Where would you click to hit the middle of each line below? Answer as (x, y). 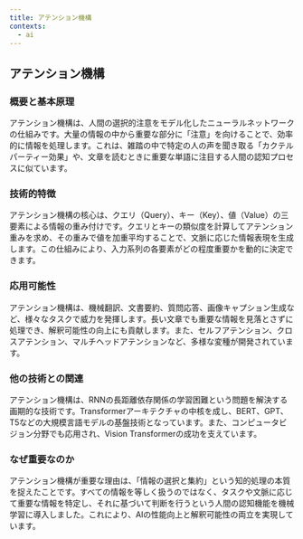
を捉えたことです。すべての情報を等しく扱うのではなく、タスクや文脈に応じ (151, 492)
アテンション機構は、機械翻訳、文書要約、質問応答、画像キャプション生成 (148, 307)
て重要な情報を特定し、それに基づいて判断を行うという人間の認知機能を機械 (152, 504)
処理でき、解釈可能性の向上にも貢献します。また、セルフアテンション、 (143, 330)
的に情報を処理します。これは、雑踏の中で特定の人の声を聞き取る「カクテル (151, 146)
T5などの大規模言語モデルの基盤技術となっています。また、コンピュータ (144, 422)
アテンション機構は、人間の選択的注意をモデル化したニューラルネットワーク (152, 123)
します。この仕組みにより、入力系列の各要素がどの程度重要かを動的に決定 (147, 249)
